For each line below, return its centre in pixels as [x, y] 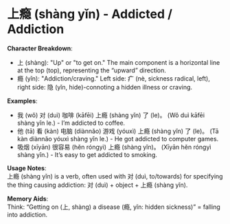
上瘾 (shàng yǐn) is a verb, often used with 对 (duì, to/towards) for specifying [115, 176]
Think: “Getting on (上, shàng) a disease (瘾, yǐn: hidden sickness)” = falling [114, 207]
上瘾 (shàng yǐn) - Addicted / [90, 14]
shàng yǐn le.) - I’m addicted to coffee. [71, 123]
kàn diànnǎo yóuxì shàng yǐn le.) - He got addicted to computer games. [118, 139]
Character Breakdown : [40, 48]
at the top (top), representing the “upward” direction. [92, 70]
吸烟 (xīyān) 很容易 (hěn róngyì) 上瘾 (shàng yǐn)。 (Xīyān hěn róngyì [114, 147]
